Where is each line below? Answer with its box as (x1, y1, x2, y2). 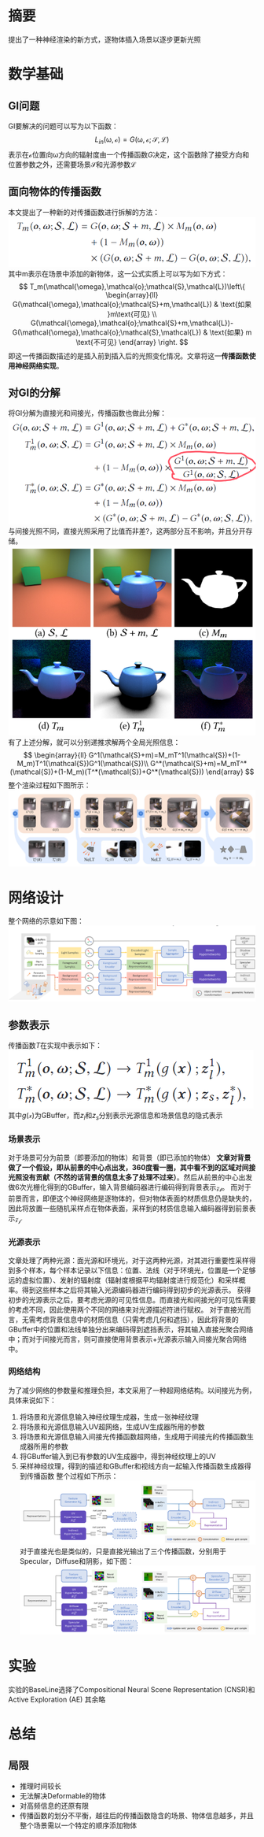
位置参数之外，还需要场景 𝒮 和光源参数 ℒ (8, 159, 137, 169)
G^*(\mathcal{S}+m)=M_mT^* (150, 759, 247, 768)
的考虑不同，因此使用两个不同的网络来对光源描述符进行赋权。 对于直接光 (8, 1305, 244, 1315)
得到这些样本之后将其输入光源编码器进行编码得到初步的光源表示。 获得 (21, 1285, 251, 1295)
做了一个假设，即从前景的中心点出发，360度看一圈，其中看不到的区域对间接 (8, 1163, 256, 1172)
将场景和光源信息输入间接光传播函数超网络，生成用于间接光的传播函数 (19, 1431, 247, 1441)
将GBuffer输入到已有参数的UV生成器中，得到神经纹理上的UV (19, 1451, 216, 1461)
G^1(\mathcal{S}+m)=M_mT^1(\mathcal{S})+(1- (88, 750, 241, 760)
